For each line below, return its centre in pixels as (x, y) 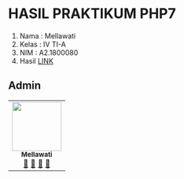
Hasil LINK (36, 60)
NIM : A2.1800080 (49, 53)
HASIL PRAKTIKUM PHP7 (92, 14)
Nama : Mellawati (48, 35)
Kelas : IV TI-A (43, 44)
